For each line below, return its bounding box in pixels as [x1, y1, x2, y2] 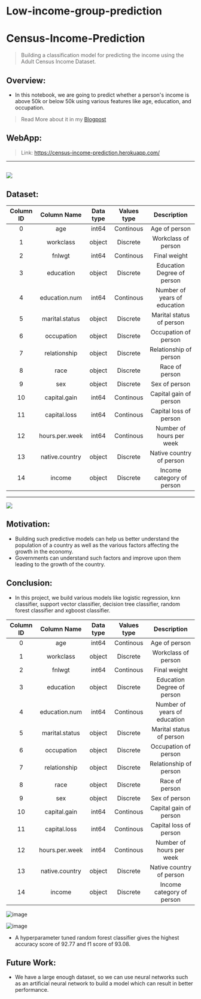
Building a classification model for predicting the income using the [20, 52, 184, 59]
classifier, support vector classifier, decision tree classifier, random [14, 600, 181, 608]
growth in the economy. [14, 548, 74, 555]
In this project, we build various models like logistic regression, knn [14, 594, 181, 601]
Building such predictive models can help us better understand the [14, 535, 179, 542]
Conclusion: [6, 578, 53, 588]
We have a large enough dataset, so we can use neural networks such [14, 974, 188, 981]
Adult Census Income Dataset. [20, 58, 96, 65]
